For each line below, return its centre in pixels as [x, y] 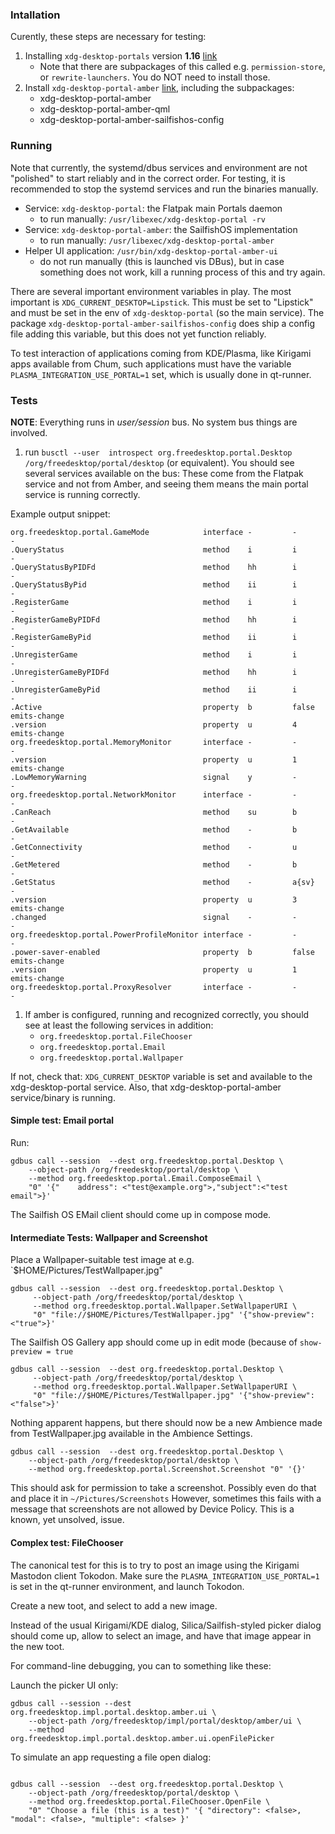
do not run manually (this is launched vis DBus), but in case [162, 261]
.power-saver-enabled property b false [162, 952]
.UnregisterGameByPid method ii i [154, 689]
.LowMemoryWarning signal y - [154, 777]
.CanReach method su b [154, 812]
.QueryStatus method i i [154, 549]
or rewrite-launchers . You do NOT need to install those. [155, 77]
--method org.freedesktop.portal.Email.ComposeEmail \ [145, 1179]
